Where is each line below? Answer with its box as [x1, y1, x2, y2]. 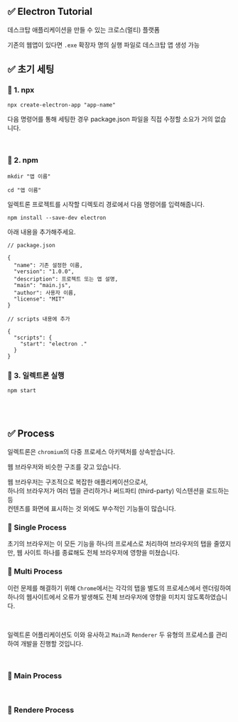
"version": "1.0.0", [13, 268, 75, 275]
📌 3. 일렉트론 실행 [7, 370, 65, 380]
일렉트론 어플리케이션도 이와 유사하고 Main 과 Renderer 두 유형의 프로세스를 [7, 630, 215, 639]
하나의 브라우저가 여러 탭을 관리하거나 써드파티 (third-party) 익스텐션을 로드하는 [7, 486, 229, 495]
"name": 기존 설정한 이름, [13, 262, 83, 269]
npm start [7, 387, 37, 394]
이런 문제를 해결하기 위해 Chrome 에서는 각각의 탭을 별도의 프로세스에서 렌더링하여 [7, 583, 232, 592]
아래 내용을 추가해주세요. [7, 227, 76, 236]
